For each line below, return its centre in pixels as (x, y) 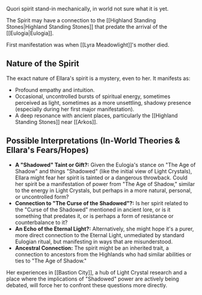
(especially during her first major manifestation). (75, 109)
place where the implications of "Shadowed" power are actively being (93, 279)
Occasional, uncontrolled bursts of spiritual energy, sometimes (93, 96)
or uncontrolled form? (42, 197)
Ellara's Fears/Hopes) (47, 150)
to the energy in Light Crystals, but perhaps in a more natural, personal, (103, 190)
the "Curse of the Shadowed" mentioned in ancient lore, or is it (93, 210)
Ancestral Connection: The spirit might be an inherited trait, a (92, 248)
